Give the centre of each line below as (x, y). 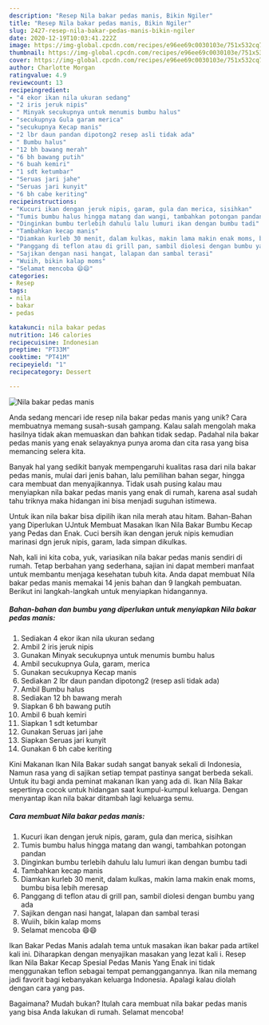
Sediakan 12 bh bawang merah (71, 697)
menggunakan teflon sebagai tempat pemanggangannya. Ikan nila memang (133, 971)
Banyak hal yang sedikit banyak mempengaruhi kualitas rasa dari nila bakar (133, 467)
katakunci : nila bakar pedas (57, 327)
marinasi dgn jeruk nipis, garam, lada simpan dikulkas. (98, 541)
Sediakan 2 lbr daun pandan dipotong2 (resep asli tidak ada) (120, 680)
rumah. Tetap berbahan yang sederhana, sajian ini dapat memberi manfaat (132, 565)
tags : (18, 291)
